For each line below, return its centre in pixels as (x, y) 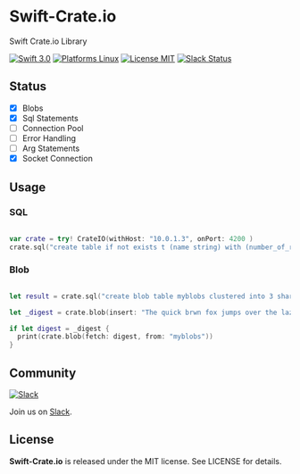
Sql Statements (50, 118)
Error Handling (49, 138)
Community (43, 373)
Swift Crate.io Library (48, 41)
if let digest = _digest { (59, 328)
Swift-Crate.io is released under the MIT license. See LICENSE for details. (146, 461)
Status (28, 87)
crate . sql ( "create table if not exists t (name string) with (125, 247)
